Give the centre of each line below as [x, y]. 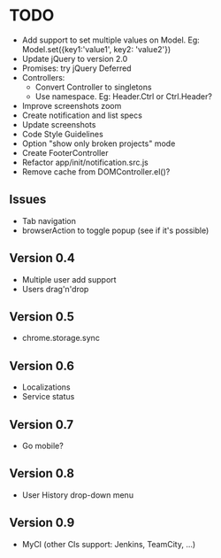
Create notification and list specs [82, 115]
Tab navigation [49, 221]
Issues [28, 200]
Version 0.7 [42, 425]
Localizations [46, 387]
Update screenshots [59, 124]
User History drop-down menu [78, 495]
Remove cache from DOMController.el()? [96, 171]
